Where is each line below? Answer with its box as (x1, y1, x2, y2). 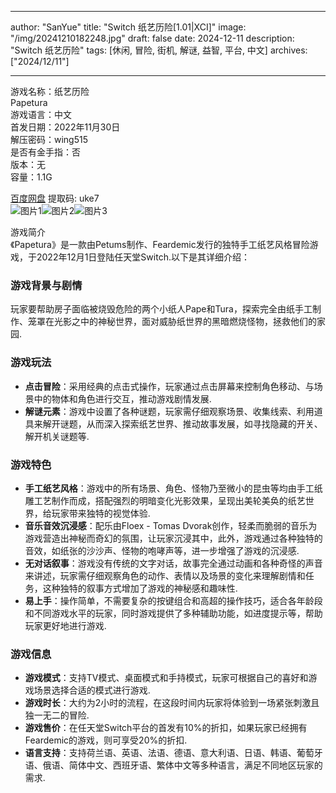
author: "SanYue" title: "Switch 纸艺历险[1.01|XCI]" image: (10, 21, 247, 33)
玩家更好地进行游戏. (24, 619, 107, 631)
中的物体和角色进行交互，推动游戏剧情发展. (33, 392, 212, 405)
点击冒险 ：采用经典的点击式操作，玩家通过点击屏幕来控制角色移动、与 (24, 380, 315, 392)
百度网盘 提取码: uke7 (10, 192, 100, 204)
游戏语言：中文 (10, 109, 72, 120)
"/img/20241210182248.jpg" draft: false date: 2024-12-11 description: (10, 32, 295, 44)
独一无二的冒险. (24, 709, 90, 721)
